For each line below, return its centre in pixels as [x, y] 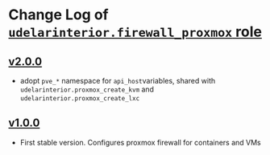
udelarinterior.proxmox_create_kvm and [87, 89]
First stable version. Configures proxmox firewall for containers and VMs [141, 142]
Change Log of [58, 15]
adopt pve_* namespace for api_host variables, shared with [118, 81]
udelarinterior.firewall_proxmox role [135, 32]
